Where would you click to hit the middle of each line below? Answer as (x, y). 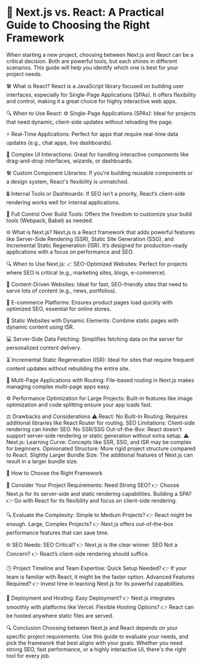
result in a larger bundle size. (42, 461)
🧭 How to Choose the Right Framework (55, 473)
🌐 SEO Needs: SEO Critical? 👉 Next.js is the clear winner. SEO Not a (92, 545)
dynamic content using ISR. (40, 327)
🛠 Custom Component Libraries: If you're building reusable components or (99, 173)
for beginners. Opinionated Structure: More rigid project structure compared (101, 448)
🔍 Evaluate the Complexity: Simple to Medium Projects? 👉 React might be (99, 515)
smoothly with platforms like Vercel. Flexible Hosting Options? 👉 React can (100, 607)
